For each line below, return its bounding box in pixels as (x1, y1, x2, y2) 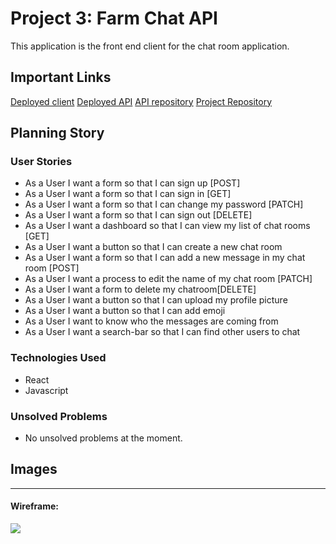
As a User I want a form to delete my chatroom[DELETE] (24, 283, 257, 296)
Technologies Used (10, 351, 107, 365)
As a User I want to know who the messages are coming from (24, 315, 279, 327)
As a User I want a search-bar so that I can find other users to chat (24, 326, 301, 338)
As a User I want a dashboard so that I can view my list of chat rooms (24, 220, 311, 232)
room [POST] (24, 262, 80, 274)
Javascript (24, 384, 69, 396)
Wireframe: (10, 500, 60, 512)
